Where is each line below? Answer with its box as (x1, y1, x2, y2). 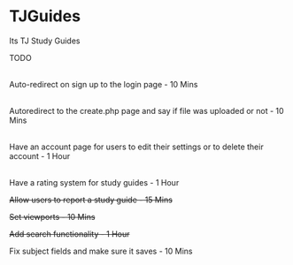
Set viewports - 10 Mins (9, 211, 96, 222)
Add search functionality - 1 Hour (9, 228, 130, 239)
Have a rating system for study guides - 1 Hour (9, 177, 180, 187)
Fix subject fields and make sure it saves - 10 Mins (9, 246, 193, 256)
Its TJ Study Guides (9, 35, 81, 46)
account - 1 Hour (9, 150, 71, 161)
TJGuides (9, 6, 81, 26)
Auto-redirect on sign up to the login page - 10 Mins (9, 79, 198, 89)
